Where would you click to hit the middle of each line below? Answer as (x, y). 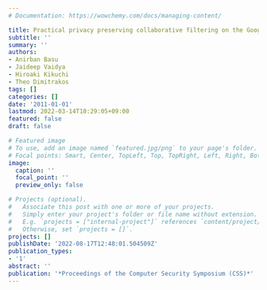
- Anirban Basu (33, 60)
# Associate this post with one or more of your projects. (112, 207)
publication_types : (41, 252)
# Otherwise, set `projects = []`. (71, 229)
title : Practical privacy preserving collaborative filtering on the (126, 30)
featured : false (35, 119)
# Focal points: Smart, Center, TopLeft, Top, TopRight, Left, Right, (128, 155)
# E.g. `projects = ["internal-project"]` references (103, 221)
